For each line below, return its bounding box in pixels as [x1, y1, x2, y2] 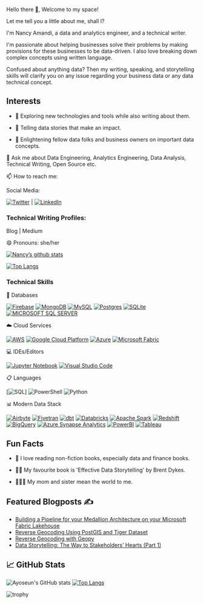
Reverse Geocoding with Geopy [15, 535, 95, 543]
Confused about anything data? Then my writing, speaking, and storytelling [6, 66, 195, 73]
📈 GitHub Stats [6, 560, 65, 570]
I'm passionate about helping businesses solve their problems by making [6, 41, 188, 48]
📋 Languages [6, 374, 41, 382]
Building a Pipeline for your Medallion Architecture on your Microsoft [15, 516, 187, 523]
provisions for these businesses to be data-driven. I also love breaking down [6, 47, 198, 55]
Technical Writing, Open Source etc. [6, 160, 97, 168]
